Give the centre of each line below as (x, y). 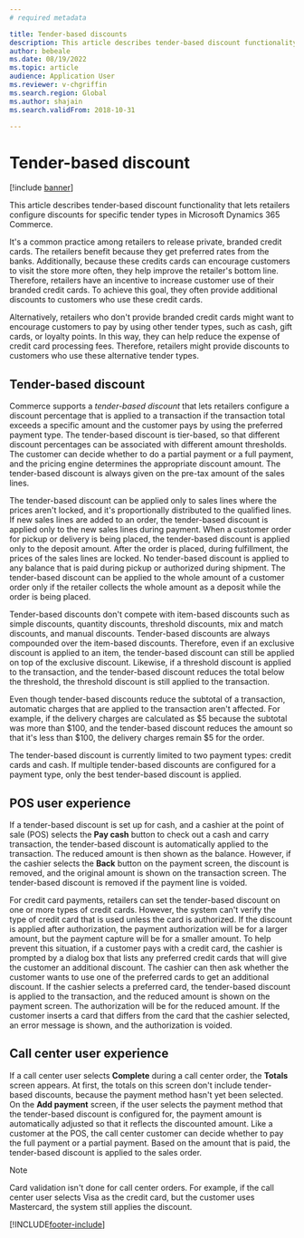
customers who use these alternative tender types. (104, 356)
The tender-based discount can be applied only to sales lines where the (143, 501)
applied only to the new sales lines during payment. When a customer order (151, 530)
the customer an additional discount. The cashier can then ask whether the (149, 967)
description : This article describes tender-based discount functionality (153, 43)
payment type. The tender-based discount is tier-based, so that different (145, 435)
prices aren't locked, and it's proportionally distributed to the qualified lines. (151, 510)
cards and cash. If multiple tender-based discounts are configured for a (142, 765)
